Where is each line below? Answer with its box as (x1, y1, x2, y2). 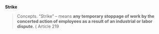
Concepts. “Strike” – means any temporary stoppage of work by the (16, 13, 155, 19)
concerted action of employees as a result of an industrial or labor (16, 19, 153, 24)
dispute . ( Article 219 (16, 23, 59, 29)
